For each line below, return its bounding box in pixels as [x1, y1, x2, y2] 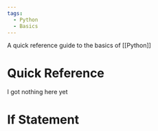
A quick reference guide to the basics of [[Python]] [7, 42, 151, 50]
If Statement [7, 112, 80, 127]
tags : [7, 10, 23, 17]
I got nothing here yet [7, 88, 68, 96]
